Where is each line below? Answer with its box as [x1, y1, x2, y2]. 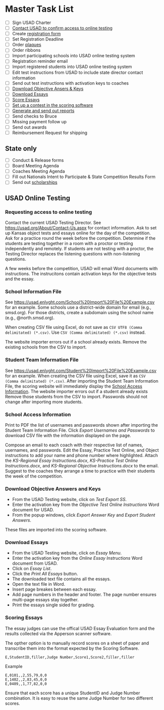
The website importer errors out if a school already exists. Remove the [5, 339, 147, 345]
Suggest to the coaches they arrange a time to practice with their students [5, 468, 155, 474]
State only [5, 144, 37, 153]
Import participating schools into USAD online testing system [12, 53, 136, 59]
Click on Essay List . [12, 566, 52, 572]
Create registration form [12, 31, 61, 37]
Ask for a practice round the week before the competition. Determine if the [5, 235, 156, 241]
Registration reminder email [12, 58, 68, 64]
